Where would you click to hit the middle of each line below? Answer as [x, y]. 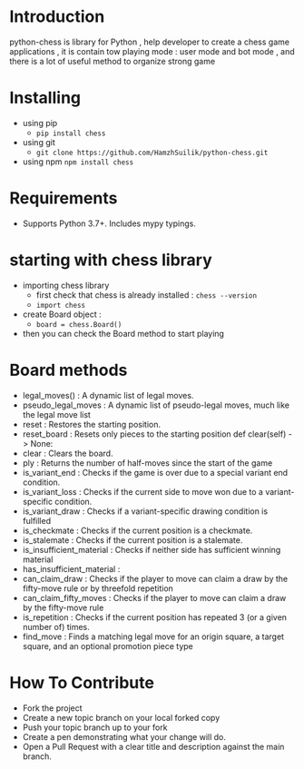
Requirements [64, 198]
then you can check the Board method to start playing [123, 333]
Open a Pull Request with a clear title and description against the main [153, 746]
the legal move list [56, 414]
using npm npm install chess [78, 162]
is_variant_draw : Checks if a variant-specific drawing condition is [145, 511]
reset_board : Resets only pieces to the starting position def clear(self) [154, 434]
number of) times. [56, 626]
